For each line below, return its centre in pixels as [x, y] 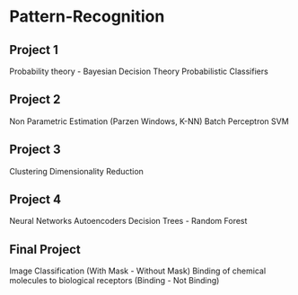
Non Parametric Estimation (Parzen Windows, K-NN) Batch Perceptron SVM [149, 121]
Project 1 [34, 50]
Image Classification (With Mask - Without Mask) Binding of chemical [138, 271]
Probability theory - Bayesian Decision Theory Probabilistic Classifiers [139, 71]
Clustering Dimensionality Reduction [76, 171]
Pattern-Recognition [87, 17]
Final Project [45, 249]
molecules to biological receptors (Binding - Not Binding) [114, 281]
